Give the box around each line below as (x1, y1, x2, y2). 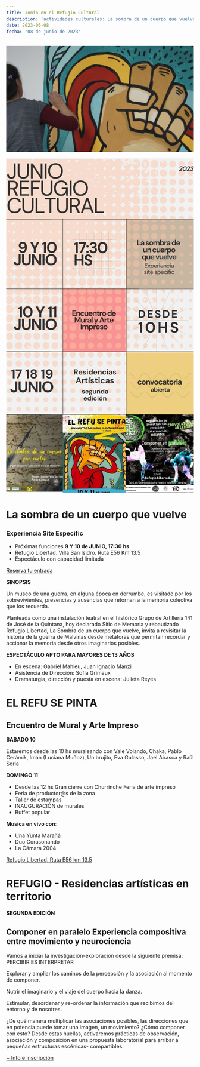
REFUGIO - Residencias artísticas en (6, 877, 189, 891)
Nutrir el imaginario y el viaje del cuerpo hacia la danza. (6, 988, 143, 995)
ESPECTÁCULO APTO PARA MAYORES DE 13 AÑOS (6, 651, 135, 659)
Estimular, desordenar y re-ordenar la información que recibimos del (6, 999, 174, 1006)
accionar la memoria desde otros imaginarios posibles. (6, 639, 140, 647)
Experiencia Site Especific (6, 529, 83, 537)
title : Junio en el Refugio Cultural (6, 10, 100, 16)
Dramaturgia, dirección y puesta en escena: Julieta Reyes (14, 675, 157, 683)
